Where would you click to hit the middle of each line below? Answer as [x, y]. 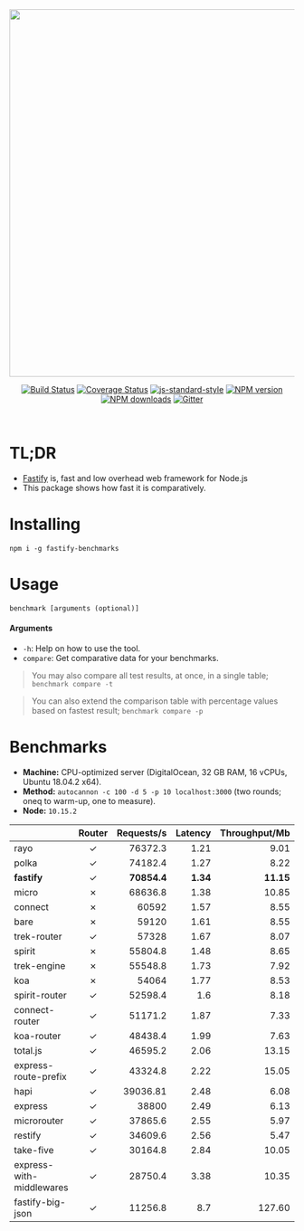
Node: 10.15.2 [49, 810]
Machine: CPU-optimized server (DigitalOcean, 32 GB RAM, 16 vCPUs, [155, 772]
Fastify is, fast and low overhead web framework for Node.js [135, 478]
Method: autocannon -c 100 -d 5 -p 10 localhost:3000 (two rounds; [152, 791]
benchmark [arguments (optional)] [75, 608]
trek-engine [40, 965]
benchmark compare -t [72, 685]
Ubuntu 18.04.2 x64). [62, 781]
